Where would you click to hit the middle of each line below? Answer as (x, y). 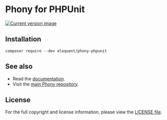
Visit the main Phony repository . (46, 84)
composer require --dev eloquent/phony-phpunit (56, 51)
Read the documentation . (39, 78)
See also (19, 67)
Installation (23, 39)
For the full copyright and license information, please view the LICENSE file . (84, 112)
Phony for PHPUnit (45, 9)
